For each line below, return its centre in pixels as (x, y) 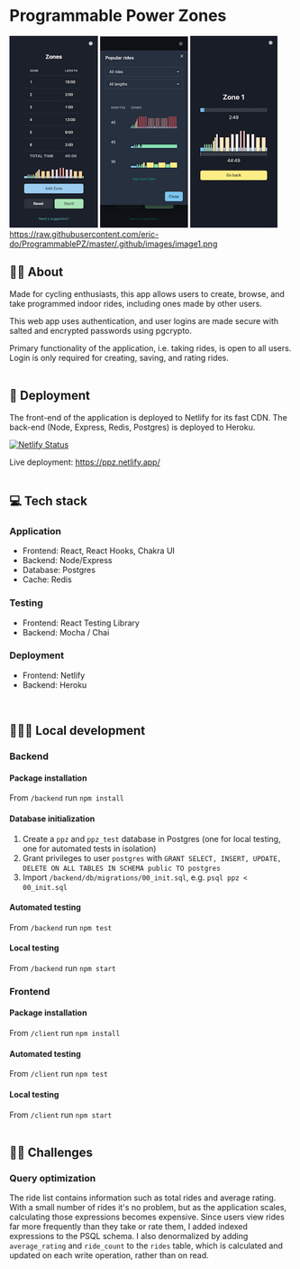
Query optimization (53, 1178)
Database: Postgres (59, 570)
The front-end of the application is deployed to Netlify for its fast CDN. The (149, 417)
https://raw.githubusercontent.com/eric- (84, 234)
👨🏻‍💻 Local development (77, 731)
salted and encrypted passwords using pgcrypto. (100, 330)
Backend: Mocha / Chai (66, 632)
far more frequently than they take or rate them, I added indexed (128, 1227)
